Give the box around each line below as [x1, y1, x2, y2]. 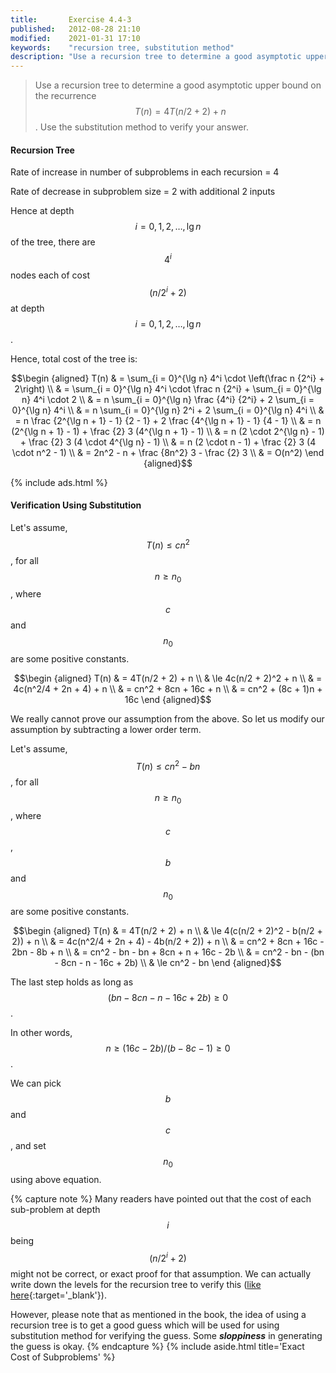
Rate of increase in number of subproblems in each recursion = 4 [10, 166, 280, 178]
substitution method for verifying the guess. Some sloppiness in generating [10, 1329, 323, 1341]
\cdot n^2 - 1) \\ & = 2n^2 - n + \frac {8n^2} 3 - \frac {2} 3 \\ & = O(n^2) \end [11, 446, 325, 458]
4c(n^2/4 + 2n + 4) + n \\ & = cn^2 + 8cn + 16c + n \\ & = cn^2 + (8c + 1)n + [13, 683, 323, 695]
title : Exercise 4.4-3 [10, 14, 132, 25]
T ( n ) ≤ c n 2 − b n [135, 759, 201, 772]
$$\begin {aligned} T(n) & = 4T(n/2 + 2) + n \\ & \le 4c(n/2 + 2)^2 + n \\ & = [13, 672, 323, 685]
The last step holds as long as [10, 976, 134, 988]
